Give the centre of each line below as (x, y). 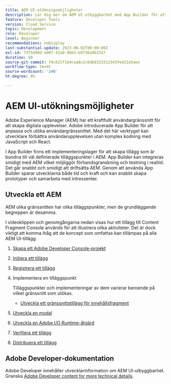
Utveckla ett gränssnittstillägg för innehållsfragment (75, 303)
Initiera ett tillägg (30, 258)
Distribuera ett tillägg (35, 342)
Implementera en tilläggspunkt (45, 278)
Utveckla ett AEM (34, 195)
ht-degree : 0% (20, 76)
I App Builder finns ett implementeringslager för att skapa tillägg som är (80, 151)
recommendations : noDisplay (35, 43)
